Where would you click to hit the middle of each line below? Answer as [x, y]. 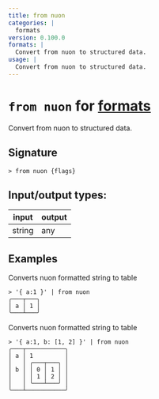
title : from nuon [37, 15]
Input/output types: [58, 195]
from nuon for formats [80, 105]
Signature [33, 153]
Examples [33, 259]
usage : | [23, 60]
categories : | [32, 23]
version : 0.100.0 [37, 38]
